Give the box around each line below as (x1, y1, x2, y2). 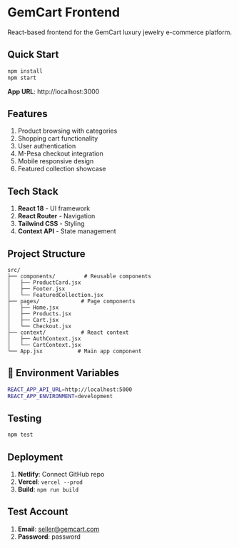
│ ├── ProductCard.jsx (7, 279, 81, 286)
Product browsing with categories (17, 126, 118, 136)
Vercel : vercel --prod (17, 477, 83, 486)
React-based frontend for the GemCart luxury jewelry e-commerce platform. (7, 28, 232, 36)
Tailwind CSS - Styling (17, 219, 85, 228)
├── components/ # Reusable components (7, 273, 152, 280)
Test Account (7, 506, 68, 518)
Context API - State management (17, 227, 116, 235)
